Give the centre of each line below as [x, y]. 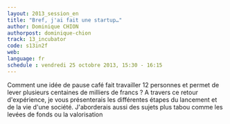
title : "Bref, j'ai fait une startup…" [65, 20]
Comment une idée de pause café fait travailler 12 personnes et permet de [113, 85]
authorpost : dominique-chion [49, 33]
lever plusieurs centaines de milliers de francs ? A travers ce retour [103, 92]
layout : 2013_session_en [43, 14]
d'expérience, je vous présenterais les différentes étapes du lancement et [112, 99]
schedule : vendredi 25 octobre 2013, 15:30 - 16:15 [85, 65]
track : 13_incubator [37, 39]
